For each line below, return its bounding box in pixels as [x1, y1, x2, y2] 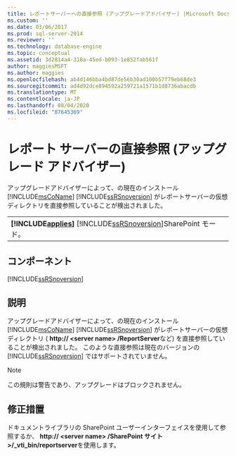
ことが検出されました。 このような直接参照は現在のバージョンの [13, 343, 200, 352]
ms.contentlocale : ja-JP [7, 96, 80, 103]
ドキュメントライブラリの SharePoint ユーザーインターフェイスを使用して [7, 424, 220, 432]
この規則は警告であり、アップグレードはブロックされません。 [7, 381, 185, 389]
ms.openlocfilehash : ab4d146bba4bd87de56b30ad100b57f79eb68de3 [7, 75, 197, 83]
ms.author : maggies [7, 69, 65, 76]
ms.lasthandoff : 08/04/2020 [7, 102, 90, 109]
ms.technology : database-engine [7, 43, 102, 50]
